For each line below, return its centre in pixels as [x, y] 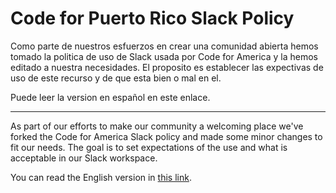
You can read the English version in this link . [101, 177]
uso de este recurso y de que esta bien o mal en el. [116, 78]
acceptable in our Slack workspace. [84, 158]
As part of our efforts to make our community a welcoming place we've [157, 126]
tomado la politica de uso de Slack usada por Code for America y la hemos [164, 56]
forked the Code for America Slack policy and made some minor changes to [166, 136]
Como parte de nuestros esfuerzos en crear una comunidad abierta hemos [164, 46]
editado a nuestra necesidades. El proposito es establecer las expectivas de [167, 67]
